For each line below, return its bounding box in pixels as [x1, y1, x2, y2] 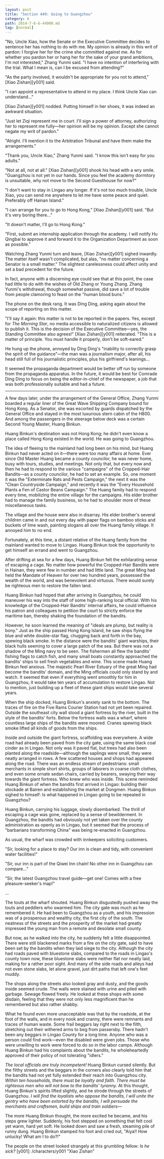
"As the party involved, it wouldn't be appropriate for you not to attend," [5, 74, 149, 80]
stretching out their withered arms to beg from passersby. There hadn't [5, 1027, 148, 1033]
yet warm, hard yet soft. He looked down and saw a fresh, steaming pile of [5, 1123, 155, 1129]
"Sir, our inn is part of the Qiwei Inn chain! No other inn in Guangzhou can [5, 861, 153, 867]
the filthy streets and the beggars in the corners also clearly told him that [5, 1067, 152, 1073]
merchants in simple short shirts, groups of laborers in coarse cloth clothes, [5, 766, 158, 772]
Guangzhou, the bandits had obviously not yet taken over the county [5, 817, 143, 823]
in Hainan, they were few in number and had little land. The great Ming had [5, 567, 155, 573]
